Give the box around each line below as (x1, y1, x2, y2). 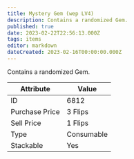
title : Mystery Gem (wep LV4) (7, 10, 95, 17)
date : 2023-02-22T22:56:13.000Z (7, 29, 100, 37)
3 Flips (66, 106, 88, 116)
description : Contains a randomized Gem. (7, 17, 128, 24)
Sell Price (10, 118, 41, 128)
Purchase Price (10, 106, 60, 116)
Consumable (66, 129, 108, 139)
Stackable (10, 140, 44, 150)
